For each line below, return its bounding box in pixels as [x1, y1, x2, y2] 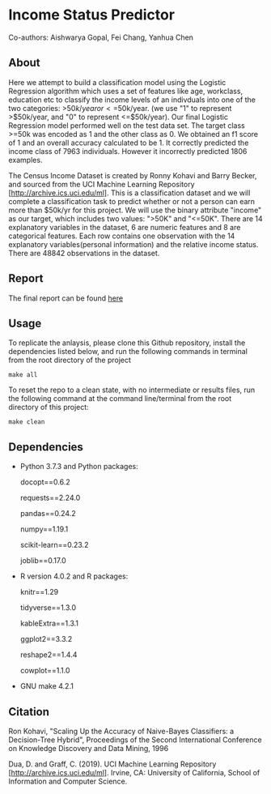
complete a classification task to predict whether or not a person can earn [8, 196, 256, 206]
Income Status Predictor [8, 6, 176, 24]
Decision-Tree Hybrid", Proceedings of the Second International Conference [8, 735, 262, 745]
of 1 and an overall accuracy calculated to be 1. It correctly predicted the [8, 138, 249, 147]
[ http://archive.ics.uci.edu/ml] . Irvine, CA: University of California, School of [8, 768, 260, 777]
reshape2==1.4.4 [19, 650, 78, 660]
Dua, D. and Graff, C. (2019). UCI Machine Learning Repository [8, 759, 217, 769]
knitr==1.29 [19, 587, 59, 597]
